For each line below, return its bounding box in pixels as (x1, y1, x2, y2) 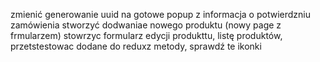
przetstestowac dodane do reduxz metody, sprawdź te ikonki (10, 40, 262, 52)
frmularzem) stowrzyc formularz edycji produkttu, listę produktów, (10, 30, 283, 41)
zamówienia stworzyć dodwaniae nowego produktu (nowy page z (10, 19, 282, 31)
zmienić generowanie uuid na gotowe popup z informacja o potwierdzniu (10, 9, 311, 20)
